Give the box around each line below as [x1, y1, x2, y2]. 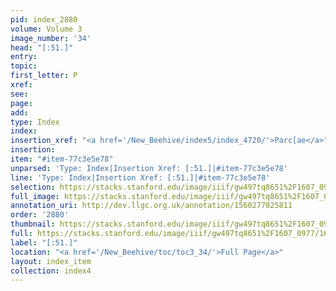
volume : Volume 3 [10, 24, 83, 34]
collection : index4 [10, 266, 92, 276]
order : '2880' [10, 210, 70, 220]
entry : [10, 52, 38, 62]
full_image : [10, 191, 60, 201]
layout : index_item [10, 256, 92, 266]
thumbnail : [10, 219, 56, 230]
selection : [10, 182, 56, 192]
